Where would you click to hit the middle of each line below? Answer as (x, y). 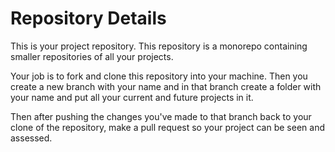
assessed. (31, 138)
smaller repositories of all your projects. (92, 56)
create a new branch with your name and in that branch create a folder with (166, 86)
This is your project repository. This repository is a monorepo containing (159, 46)
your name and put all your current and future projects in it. (132, 97)
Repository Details (88, 18)
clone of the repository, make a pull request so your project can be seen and (167, 127)
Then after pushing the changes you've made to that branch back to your (161, 116)
